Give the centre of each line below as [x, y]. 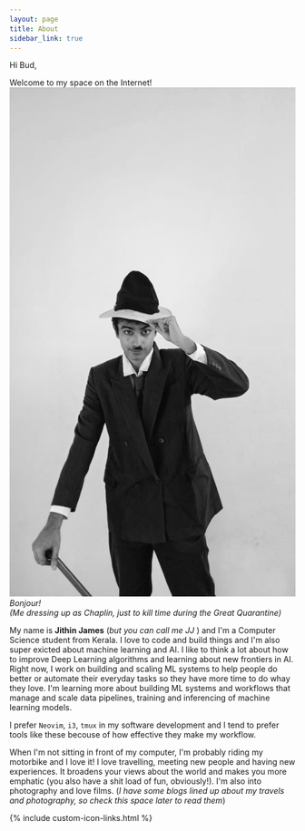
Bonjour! [25, 602]
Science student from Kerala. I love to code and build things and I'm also [145, 640]
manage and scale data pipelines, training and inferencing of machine [140, 698]
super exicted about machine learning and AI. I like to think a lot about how [149, 650]
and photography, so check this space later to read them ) [118, 800]
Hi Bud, [23, 65]
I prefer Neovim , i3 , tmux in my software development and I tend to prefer [144, 725]
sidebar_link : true [46, 38]
